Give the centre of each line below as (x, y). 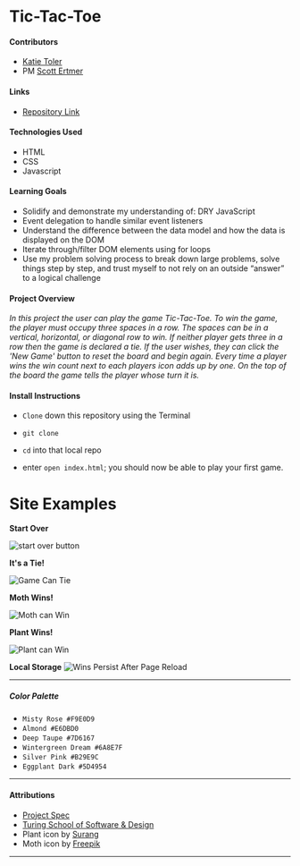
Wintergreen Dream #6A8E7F (72, 748)
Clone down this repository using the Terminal (106, 416)
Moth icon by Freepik (61, 844)
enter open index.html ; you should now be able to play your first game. (153, 468)
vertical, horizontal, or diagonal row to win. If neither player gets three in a (146, 337)
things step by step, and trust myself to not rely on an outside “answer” (153, 268)
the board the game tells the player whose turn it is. (104, 375)
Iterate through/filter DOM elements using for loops (117, 249)
